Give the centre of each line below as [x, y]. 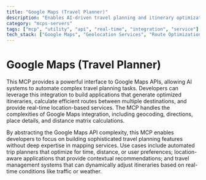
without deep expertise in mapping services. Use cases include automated [101, 146]
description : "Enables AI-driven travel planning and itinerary [90, 18]
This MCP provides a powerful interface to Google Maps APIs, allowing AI [99, 82]
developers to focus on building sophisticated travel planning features [94, 139]
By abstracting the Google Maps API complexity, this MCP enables [90, 132]
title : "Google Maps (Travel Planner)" [57, 12]
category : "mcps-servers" [39, 23]
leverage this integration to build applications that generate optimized [94, 95]
